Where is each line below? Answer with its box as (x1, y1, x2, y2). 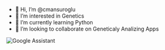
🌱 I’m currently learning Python (15, 19, 93, 26)
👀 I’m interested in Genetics (15, 12, 85, 20)
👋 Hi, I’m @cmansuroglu (15, 6, 76, 13)
